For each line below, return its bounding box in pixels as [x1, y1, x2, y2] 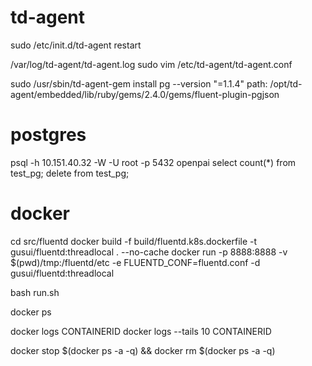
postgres [10, 124, 87, 146]
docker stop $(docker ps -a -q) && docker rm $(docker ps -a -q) [10, 344, 276, 356]
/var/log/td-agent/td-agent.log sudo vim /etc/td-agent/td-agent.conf [10, 58, 293, 70]
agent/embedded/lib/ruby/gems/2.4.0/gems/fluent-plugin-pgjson [10, 88, 280, 100]
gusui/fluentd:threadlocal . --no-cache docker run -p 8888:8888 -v [10, 246, 288, 258]
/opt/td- [269, 77, 303, 90]
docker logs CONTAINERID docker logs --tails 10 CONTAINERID [10, 325, 272, 337]
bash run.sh [10, 286, 60, 298]
